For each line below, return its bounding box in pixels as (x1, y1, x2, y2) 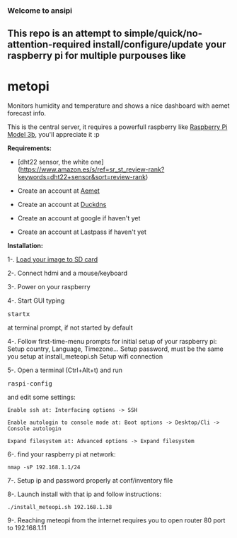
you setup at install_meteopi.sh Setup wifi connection (7, 352, 163, 361)
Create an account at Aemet (17, 186, 100, 195)
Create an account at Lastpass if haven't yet (17, 228, 147, 236)
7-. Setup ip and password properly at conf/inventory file (7, 476, 173, 485)
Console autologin (7, 425, 62, 432)
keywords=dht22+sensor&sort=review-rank (17, 173, 146, 181)
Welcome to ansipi (7, 6, 73, 16)
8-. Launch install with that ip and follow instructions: (7, 490, 162, 498)
